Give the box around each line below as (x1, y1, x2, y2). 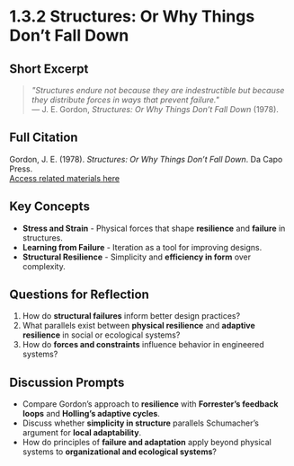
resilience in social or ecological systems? (22, 330, 181, 340)
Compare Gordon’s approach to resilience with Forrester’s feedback (22, 399, 279, 409)
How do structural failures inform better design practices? (22, 311, 241, 321)
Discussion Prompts (9, 374, 125, 390)
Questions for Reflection (9, 287, 150, 303)
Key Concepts (9, 199, 90, 215)
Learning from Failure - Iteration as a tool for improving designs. (22, 242, 263, 252)
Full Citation (9, 130, 78, 145)
